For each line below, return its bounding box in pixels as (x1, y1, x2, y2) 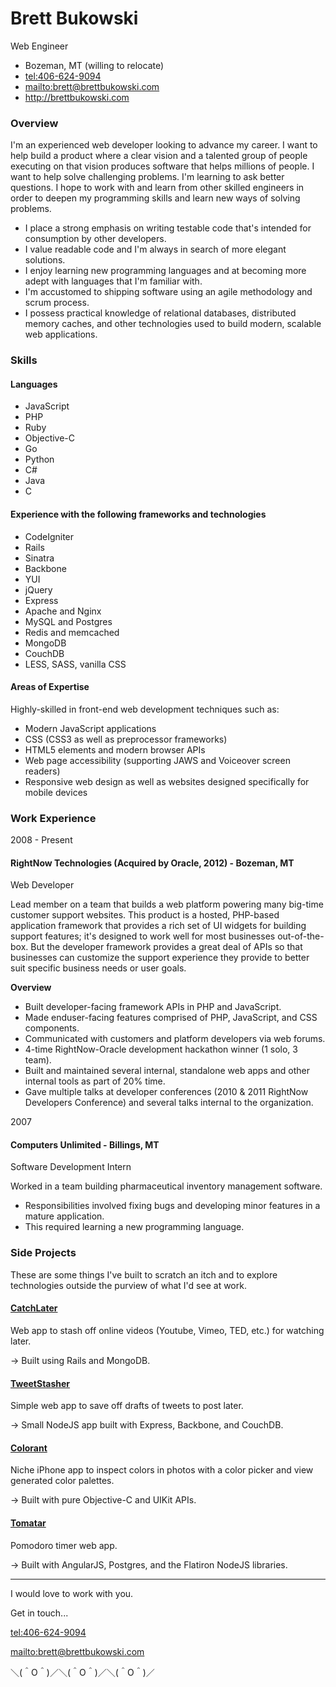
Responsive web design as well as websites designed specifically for (24, 775, 310, 787)
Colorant (10, 1442, 48, 1454)
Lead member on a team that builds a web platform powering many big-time (10, 898, 324, 911)
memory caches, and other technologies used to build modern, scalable (24, 318, 322, 330)
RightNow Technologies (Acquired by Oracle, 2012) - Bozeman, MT (10, 857, 295, 869)
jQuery (24, 583, 53, 596)
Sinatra (24, 552, 55, 564)
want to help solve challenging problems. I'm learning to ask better (10, 171, 285, 183)
